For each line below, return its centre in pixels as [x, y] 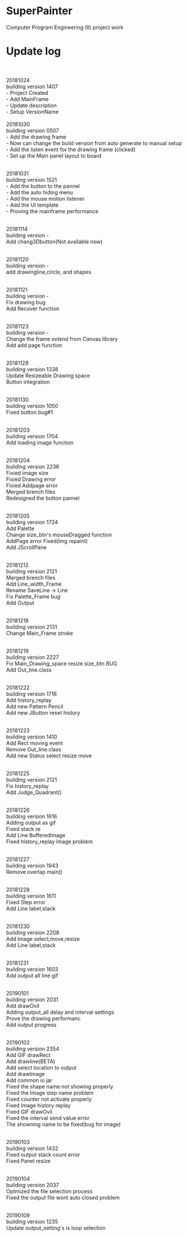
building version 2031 [32, 1000]
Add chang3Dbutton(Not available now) [54, 242]
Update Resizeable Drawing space [48, 375]
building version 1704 [32, 436]
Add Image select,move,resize [43, 939]
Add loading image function [40, 442]
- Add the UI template [33, 205]
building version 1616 [32, 816]
